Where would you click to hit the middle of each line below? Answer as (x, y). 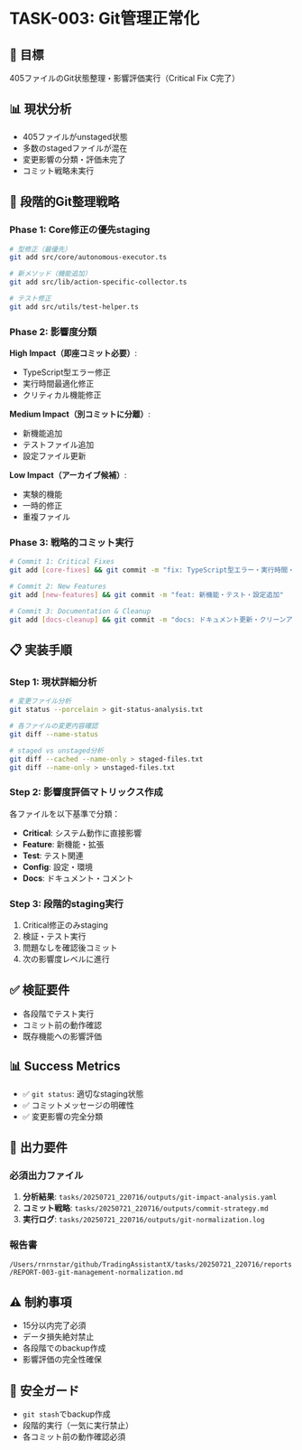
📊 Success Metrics (65, 1066)
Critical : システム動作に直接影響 (82, 833)
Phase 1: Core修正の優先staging (80, 229)
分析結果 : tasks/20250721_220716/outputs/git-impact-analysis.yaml (150, 1197)
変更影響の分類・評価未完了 (74, 159)
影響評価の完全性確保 (62, 1360)
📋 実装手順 (41, 650)
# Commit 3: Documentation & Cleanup (80, 611)
